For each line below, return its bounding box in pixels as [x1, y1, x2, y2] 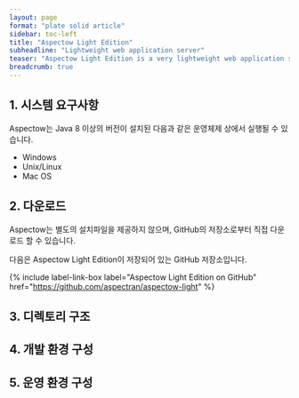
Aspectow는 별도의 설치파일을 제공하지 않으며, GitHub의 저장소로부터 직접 [9, 224, 269, 235]
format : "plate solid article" [9, 21, 125, 30]
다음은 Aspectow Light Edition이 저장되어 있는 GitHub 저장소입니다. [9, 254, 247, 265]
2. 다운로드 [9, 199, 67, 214]
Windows [21, 152, 57, 163]
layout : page [9, 12, 58, 22]
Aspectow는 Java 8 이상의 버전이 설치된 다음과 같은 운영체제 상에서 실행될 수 [9, 123, 279, 133]
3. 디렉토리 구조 [9, 308, 91, 324]
